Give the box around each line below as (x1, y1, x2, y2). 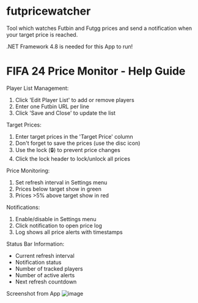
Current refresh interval (15, 252, 75, 259)
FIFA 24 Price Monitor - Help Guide (6, 64, 186, 78)
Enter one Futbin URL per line (15, 103, 90, 110)
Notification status (15, 258, 62, 266)
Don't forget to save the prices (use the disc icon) (15, 139, 141, 147)
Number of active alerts (15, 271, 75, 279)
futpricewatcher (6, 4, 91, 18)
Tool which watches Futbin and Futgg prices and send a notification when (6, 24, 193, 32)
